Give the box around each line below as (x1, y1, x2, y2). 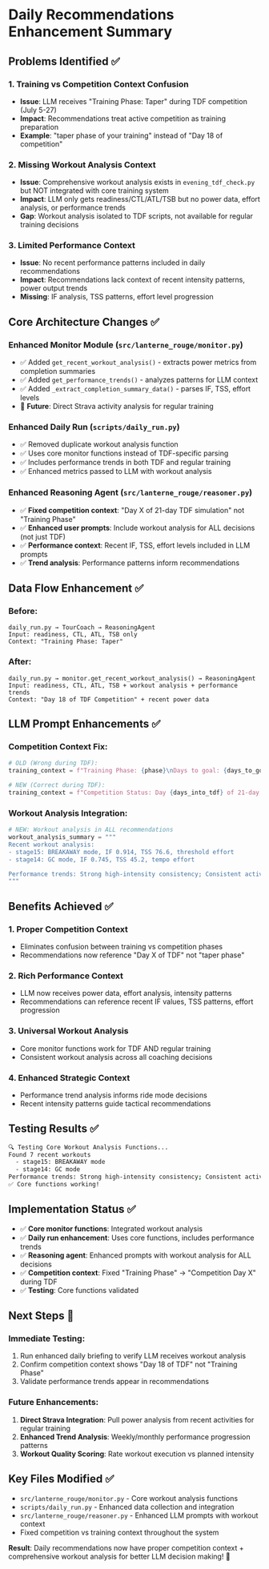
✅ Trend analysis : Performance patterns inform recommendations (19, 558, 240, 568)
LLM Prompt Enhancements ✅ (8, 717, 161, 731)
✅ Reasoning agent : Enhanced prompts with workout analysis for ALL (19, 1250, 252, 1260)
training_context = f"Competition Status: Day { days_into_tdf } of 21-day (8, 789, 260, 797)
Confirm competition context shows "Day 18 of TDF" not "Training (19, 1359, 238, 1370)
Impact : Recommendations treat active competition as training (19, 114, 227, 123)
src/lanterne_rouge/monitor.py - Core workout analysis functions (19, 1493, 239, 1503)
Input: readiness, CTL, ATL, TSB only (8, 631, 138, 639)
